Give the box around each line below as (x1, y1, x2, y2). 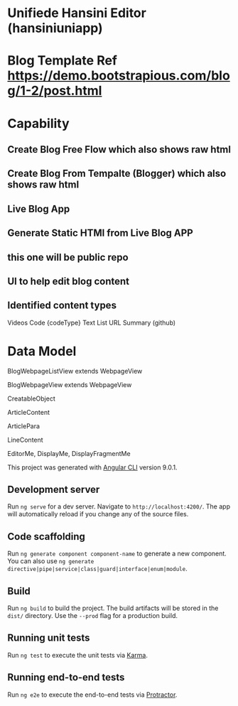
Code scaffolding (7, 531, 85, 543)
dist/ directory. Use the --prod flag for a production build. (7, 612, 178, 620)
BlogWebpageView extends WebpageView (7, 380, 132, 389)
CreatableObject (7, 394, 55, 403)
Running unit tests (7, 632, 90, 644)
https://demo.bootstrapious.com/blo (7, 67, 231, 84)
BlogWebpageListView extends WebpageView (7, 366, 143, 375)
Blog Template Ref (7, 53, 117, 69)
